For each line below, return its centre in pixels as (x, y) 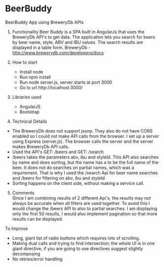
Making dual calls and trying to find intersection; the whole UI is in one (83, 243)
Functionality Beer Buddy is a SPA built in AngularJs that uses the (78, 32)
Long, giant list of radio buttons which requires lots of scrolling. (76, 238)
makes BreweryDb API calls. (41, 146)
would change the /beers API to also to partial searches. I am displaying (85, 208)
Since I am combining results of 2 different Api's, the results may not (82, 198)
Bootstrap (29, 112)
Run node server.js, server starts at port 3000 (66, 82)
